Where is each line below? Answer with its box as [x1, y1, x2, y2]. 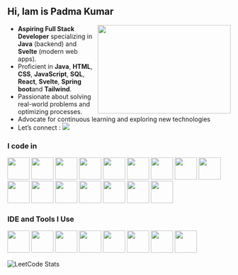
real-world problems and [17, 99, 91, 108]
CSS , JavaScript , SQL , [17, 69, 85, 78]
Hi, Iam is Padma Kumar [7, 6, 114, 18]
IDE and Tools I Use [7, 214, 74, 224]
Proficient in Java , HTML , [17, 62, 93, 70]
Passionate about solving [17, 92, 91, 101]
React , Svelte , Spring [17, 77, 81, 86]
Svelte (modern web [17, 47, 78, 55]
